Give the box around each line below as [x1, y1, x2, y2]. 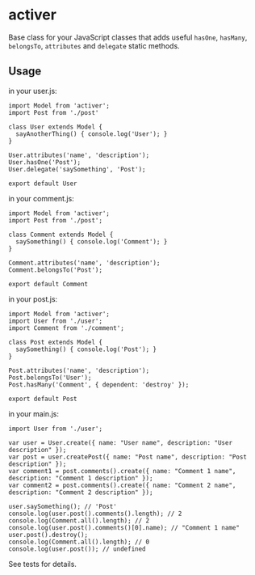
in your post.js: [8, 294, 58, 304]
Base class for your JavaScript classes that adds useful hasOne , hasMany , [8, 32, 248, 42]
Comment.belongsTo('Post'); [8, 265, 103, 274]
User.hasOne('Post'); [8, 158, 82, 167]
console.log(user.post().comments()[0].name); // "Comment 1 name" [8, 523, 240, 531]
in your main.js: [8, 408, 59, 418]
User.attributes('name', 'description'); [8, 151, 150, 159]
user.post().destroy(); [8, 531, 89, 539]
